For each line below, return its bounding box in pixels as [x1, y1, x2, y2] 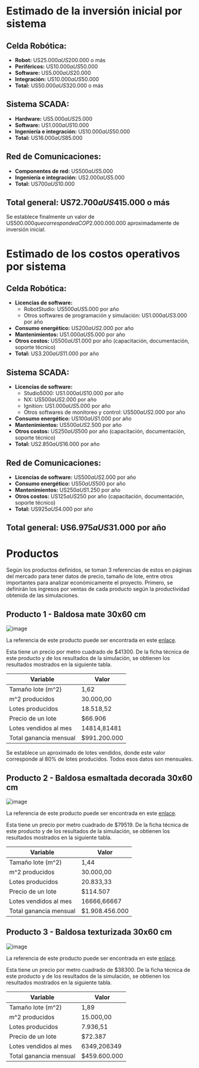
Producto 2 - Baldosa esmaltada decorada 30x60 [6, 773, 192, 783]
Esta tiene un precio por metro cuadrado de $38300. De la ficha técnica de [6, 966, 191, 973]
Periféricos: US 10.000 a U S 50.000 [14, 63, 98, 70]
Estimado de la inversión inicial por [6, 4, 183, 18]
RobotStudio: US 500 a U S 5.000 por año [23, 306, 119, 313]
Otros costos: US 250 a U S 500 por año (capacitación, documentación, [14, 428, 186, 435]
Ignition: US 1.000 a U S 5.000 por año [23, 402, 111, 410]
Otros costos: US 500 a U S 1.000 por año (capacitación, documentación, [14, 337, 189, 344]
